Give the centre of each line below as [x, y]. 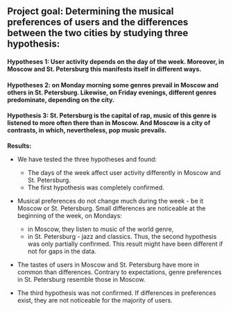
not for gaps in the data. [62, 251]
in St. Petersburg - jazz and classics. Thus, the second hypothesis [122, 236]
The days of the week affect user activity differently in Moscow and [124, 172]
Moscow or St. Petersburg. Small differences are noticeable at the [111, 208]
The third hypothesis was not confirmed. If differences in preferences [117, 293]
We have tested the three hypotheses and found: [87, 159]
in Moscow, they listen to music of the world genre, [101, 229]
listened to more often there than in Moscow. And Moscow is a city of [109, 123]
